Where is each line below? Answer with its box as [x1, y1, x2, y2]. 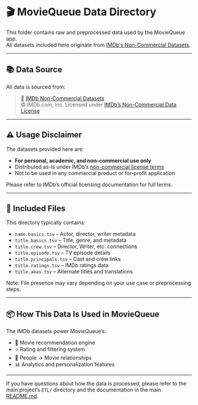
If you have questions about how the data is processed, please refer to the [6, 380, 187, 387]
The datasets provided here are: [6, 146, 84, 153]
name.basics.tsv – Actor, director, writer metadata [14, 231, 136, 238]
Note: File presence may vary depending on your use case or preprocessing [6, 279, 192, 287]
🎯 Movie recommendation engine [14, 339, 95, 346]
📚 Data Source [6, 65, 62, 75]
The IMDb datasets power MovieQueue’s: [6, 328, 107, 335]
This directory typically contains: [6, 219, 85, 226]
